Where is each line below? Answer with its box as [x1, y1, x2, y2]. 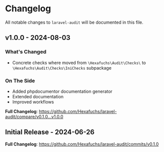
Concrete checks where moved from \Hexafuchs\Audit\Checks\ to [12, 60, 146, 66]
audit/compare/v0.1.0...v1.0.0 [5, 114, 64, 119]
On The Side [5, 77, 35, 84]
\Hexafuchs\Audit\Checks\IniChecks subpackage [12, 65, 112, 71]
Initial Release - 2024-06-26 [5, 128, 95, 136]
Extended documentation [12, 93, 64, 99]
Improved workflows [12, 99, 54, 105]
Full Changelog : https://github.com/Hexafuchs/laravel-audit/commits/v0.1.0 [5, 141, 159, 147]
